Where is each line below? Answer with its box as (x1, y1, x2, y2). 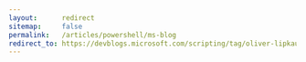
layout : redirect (8, 13, 95, 23)
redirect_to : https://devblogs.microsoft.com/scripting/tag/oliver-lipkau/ (8, 38, 303, 48)
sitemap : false (8, 22, 83, 31)
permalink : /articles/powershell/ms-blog (8, 30, 177, 39)
